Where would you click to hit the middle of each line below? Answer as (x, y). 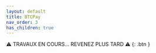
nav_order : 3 (22, 22)
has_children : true (30, 28)
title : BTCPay (24, 17)
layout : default (26, 11)
